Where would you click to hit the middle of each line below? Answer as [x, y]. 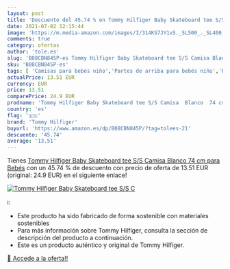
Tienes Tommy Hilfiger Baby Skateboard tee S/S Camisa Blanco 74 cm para [114, 161]
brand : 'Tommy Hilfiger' [42, 122]
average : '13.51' [32, 141]
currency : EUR [27, 84]
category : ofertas [33, 45]
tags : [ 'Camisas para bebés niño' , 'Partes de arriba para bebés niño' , [113, 71]
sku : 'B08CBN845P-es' [38, 65]
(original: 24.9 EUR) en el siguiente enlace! [67, 175]
